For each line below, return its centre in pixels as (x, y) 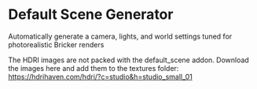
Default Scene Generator (91, 15)
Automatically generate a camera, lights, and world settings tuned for (120, 36)
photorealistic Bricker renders (56, 44)
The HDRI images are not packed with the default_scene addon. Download (128, 60)
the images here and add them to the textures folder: (94, 68)
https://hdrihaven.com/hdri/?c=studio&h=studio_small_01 (100, 76)
